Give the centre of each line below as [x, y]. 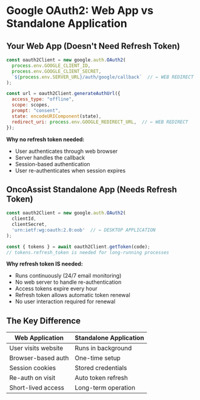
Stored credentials [101, 368]
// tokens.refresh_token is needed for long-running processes [88, 252]
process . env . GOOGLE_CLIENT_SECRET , [57, 71]
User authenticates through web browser [66, 151]
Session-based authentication [52, 164]
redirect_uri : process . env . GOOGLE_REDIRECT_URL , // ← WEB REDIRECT [100, 122]
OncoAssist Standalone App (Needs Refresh [92, 189]
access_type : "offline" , [43, 99]
